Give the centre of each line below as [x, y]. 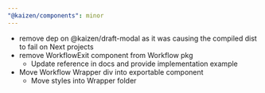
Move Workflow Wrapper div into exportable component [111, 72]
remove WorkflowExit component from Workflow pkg [106, 55]
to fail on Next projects [56, 46]
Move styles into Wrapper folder [84, 80]
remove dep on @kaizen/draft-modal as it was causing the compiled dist [138, 38]
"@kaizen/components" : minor [56, 15]
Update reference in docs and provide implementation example [134, 64]
